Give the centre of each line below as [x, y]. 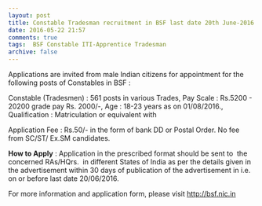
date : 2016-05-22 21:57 [47, 30]
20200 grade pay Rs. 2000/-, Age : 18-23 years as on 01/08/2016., [116, 106]
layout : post [29, 15]
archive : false [33, 52]
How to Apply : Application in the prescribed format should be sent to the [128, 153]
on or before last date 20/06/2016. [64, 178]
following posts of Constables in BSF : [69, 83]
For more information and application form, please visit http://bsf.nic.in [122, 194]
